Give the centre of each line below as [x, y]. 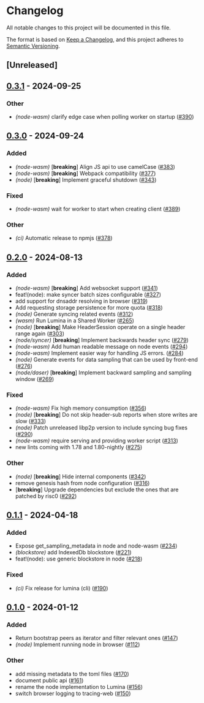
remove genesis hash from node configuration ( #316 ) [82, 483]
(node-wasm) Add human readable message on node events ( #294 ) [101, 346]
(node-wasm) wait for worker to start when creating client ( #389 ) [98, 209]
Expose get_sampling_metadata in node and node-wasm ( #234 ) [96, 546]
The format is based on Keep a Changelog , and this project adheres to [95, 39]
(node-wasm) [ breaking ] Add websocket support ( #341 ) [86, 288]
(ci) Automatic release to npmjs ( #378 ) [64, 238]
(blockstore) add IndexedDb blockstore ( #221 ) [73, 552]
